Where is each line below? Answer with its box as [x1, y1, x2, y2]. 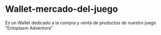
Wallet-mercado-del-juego [5, 3, 118, 15]
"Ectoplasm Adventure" [5, 25, 53, 31]
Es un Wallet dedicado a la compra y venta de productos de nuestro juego [5, 20, 157, 26]
